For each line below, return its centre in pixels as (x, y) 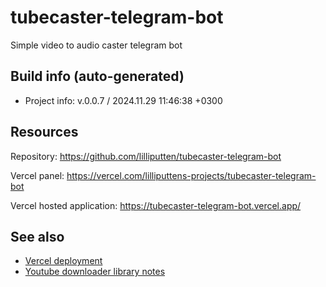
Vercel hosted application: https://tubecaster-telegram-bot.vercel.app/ (156, 205)
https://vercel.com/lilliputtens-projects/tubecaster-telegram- (191, 175)
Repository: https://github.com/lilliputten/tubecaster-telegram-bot (146, 156)
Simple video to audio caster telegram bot (96, 45)
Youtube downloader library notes (95, 272)
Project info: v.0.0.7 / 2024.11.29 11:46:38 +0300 (123, 100)
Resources (44, 132)
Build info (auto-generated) (97, 76)
